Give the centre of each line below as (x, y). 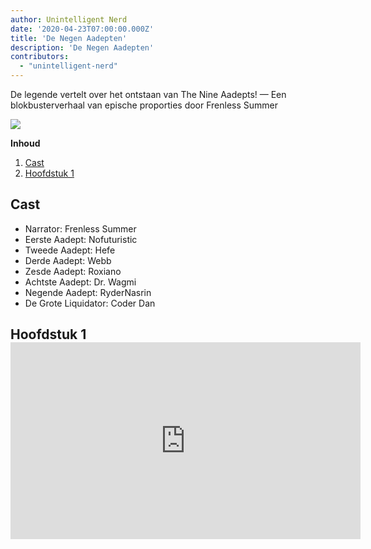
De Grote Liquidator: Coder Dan (90, 303)
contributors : (40, 57)
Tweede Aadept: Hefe (70, 250)
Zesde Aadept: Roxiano (73, 271)
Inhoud (25, 143)
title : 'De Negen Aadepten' (69, 38)
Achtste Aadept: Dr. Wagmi (80, 282)
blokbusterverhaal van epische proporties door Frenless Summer (144, 105)
